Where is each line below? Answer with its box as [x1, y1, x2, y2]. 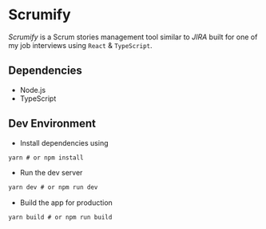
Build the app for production [19, 198, 113, 207]
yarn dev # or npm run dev [8, 183, 98, 191]
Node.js [19, 85, 46, 94]
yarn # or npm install [8, 154, 84, 162]
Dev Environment [8, 117, 97, 131]
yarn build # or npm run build [8, 214, 113, 222]
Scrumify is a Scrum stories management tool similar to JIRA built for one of [8, 32, 258, 42]
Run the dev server [19, 168, 83, 178]
